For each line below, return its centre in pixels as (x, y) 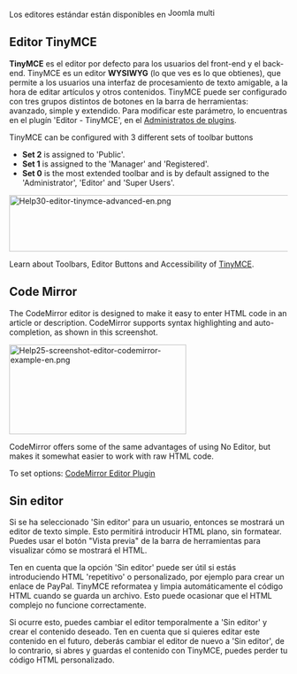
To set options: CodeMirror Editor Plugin (83, 473)
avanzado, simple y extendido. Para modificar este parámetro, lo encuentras (148, 111)
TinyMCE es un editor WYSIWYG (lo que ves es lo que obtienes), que (154, 73)
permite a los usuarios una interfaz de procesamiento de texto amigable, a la (148, 82)
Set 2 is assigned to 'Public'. (73, 154)
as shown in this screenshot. (106, 332)
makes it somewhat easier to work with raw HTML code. (112, 456)
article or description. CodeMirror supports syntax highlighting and (131, 322)
